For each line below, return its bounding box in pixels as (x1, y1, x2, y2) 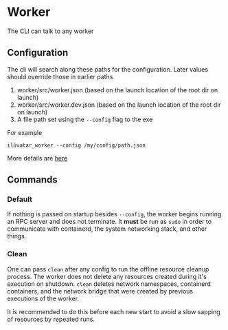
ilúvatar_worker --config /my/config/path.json (7, 142, 146, 149)
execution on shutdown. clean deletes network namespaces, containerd (7, 280, 212, 288)
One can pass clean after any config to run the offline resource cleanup (7, 265, 209, 273)
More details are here (7, 154, 68, 162)
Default (7, 194, 33, 204)
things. (7, 232, 27, 240)
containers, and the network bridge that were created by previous (7, 287, 194, 295)
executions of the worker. (7, 294, 80, 302)
